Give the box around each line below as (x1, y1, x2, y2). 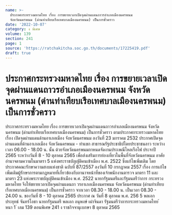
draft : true (5, 50, 31, 55)
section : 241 (5, 36, 33, 42)
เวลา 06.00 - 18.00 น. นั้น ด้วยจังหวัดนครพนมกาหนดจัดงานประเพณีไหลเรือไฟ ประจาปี (5, 147, 156, 153)
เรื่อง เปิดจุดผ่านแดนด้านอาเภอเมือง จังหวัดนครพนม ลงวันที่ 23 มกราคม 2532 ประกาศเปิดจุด (5, 135, 163, 141)
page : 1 (5, 41, 22, 46)
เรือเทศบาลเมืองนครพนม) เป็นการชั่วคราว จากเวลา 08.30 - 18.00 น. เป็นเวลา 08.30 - (5, 187, 157, 193)
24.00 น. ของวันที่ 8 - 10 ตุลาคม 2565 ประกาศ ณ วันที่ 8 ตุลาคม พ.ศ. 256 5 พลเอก (5, 193, 155, 199)
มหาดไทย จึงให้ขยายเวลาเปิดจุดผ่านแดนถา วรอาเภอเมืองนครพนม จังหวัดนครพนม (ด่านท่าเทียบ (5, 181, 164, 187)
